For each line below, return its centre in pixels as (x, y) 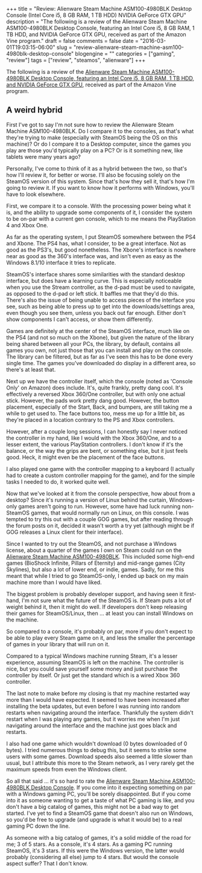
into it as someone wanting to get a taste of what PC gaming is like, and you (100, 800)
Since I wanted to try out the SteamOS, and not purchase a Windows (91, 544)
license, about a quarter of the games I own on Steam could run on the (94, 550)
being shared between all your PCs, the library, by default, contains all (93, 343)
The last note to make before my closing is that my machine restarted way (98, 693)
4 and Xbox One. (27, 225)
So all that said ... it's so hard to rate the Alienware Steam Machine (89, 781)
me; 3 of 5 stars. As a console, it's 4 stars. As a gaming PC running (90, 844)
